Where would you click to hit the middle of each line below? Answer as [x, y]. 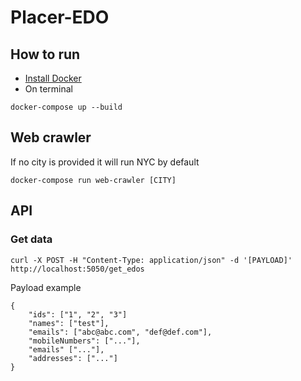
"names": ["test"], [69, 323]
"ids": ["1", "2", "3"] [78, 314]
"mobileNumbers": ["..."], [84, 341]
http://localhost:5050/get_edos [77, 269]
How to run [45, 54]
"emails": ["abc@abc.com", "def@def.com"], [120, 332]
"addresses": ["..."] [73, 358]
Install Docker [53, 78]
